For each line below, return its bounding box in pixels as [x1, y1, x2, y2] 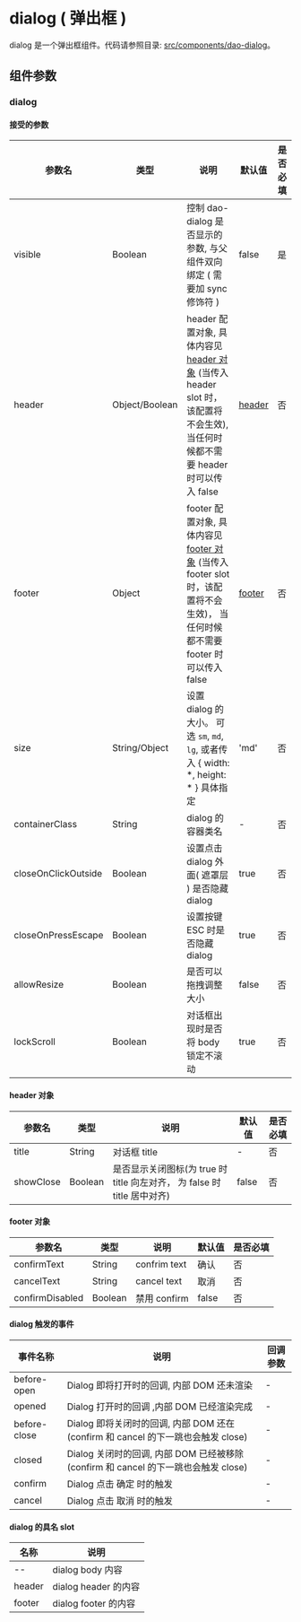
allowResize [13, 979, 64, 991]
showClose [13, 1175, 61, 1188]
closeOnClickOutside [13, 868, 103, 880]
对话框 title [112, 1146, 159, 1158]
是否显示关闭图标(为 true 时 [112, 1163, 228, 1175]
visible [13, 249, 42, 261]
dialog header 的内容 [52, 1581, 141, 1593]
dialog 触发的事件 [9, 1319, 74, 1330]
